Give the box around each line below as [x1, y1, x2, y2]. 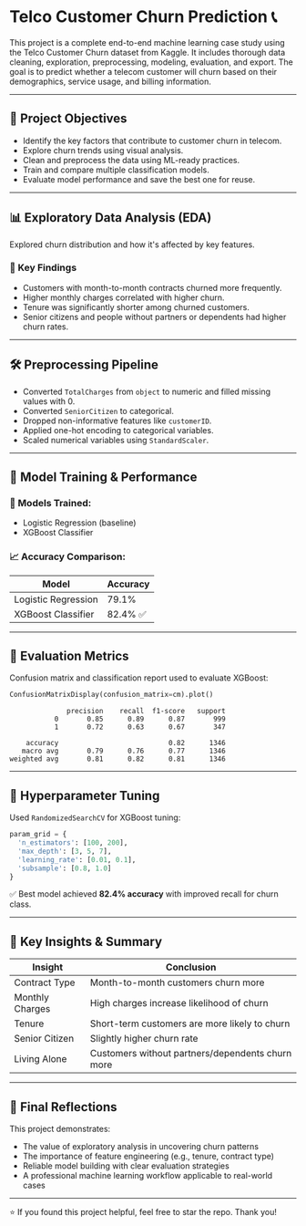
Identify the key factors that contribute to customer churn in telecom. [22, 135, 282, 146]
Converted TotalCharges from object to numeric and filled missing [22, 386, 271, 397]
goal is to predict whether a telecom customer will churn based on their [9, 66, 278, 77]
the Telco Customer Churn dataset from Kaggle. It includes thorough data [9, 47, 286, 57]
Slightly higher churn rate [89, 1033, 199, 1045]
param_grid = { [9, 830, 67, 839]
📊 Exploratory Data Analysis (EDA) [9, 210, 212, 225]
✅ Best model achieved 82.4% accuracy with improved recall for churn [9, 888, 280, 899]
